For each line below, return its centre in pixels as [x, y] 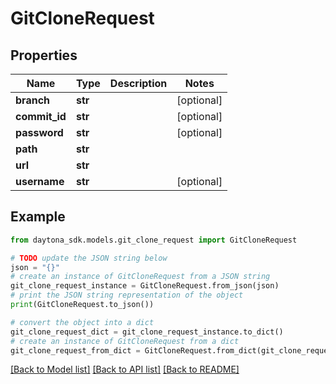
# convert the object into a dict [82, 322]
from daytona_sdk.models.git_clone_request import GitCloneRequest [154, 240]
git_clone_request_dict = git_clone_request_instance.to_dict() [147, 332]
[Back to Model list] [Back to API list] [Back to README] [125, 369]
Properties [44, 55]
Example [38, 217]
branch [33, 100]
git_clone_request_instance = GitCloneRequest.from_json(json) [145, 286]
